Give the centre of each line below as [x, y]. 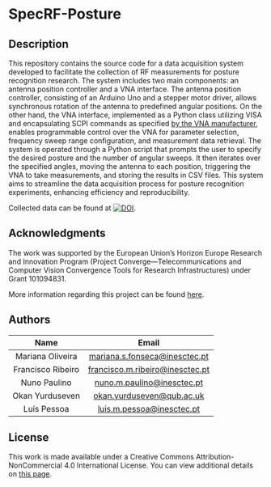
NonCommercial [36, 465]
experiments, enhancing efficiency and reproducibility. [99, 192]
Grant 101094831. [38, 278]
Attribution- [215, 457]
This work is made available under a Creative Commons [101, 457]
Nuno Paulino [46, 383]
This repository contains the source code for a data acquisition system [126, 63]
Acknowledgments [57, 233]
